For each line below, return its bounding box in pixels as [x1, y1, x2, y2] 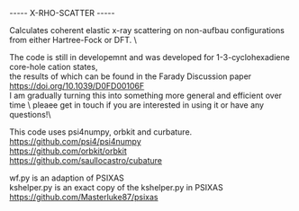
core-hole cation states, [9, 62, 98, 72]
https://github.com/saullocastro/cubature [9, 155, 162, 165]
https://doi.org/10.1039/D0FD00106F [9, 81, 145, 91]
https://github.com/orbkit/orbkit [9, 145, 128, 156]
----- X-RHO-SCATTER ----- [9, 8, 115, 18]
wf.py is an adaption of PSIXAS [9, 172, 124, 183]
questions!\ [9, 110, 51, 119]
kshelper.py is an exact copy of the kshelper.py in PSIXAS [9, 182, 223, 192]
